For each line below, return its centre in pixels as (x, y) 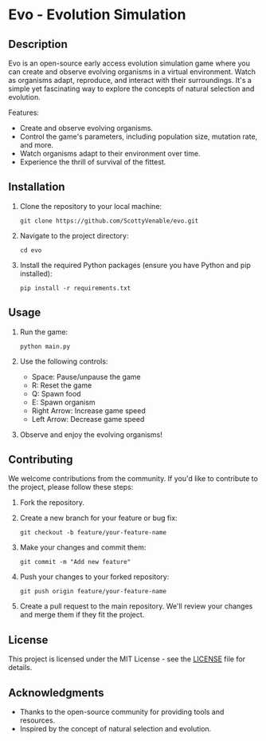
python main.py (45, 346)
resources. (37, 720)
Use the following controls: (64, 361)
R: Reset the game (62, 385)
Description (38, 44)
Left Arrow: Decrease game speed (88, 419)
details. (20, 668)
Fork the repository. (52, 503)
